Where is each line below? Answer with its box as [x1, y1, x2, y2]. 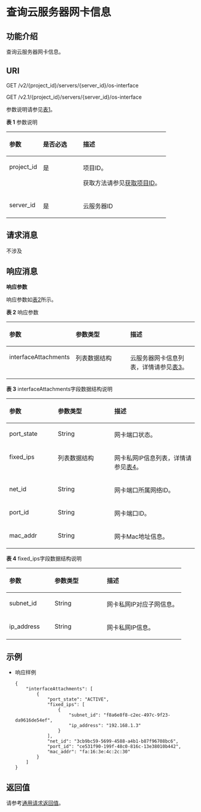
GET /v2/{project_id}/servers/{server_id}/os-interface [6, 81, 139, 89]
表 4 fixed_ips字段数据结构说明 [6, 555, 82, 562]
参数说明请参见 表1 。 [6, 105, 56, 113]
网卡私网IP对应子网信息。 [106, 600, 178, 608]
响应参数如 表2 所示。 [6, 296, 57, 303]
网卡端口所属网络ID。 [114, 486, 175, 495]
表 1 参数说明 [6, 118, 38, 126]
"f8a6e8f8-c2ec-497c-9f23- [103, 712, 171, 719]
